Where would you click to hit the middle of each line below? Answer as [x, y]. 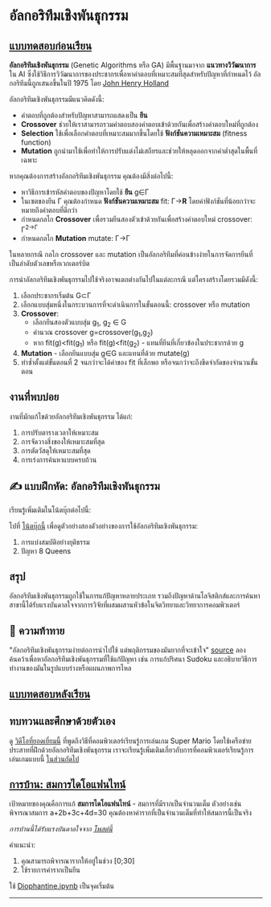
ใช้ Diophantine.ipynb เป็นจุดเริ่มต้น [62, 886]
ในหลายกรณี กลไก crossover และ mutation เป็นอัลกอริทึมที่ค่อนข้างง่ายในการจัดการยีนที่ [131, 254]
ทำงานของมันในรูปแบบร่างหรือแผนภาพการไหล [70, 668]
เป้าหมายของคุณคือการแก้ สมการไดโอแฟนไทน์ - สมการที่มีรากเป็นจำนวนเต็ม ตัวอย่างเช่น [125, 804]
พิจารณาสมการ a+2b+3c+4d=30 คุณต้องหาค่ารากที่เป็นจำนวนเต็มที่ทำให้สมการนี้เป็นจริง [131, 813]
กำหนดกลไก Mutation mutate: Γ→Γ [76, 238]
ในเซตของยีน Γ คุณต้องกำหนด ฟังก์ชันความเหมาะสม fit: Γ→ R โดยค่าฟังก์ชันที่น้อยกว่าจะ [138, 201]
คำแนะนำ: [22, 845]
